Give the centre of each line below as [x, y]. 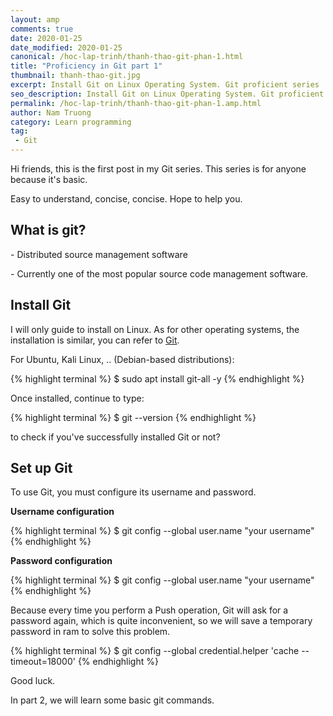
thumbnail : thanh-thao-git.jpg [75, 76]
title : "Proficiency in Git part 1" [86, 66]
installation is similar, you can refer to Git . [95, 340]
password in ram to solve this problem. [90, 632]
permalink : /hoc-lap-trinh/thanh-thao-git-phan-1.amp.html [136, 103]
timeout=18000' [43, 662]
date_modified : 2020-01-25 [66, 47]
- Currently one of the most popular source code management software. [159, 273]
